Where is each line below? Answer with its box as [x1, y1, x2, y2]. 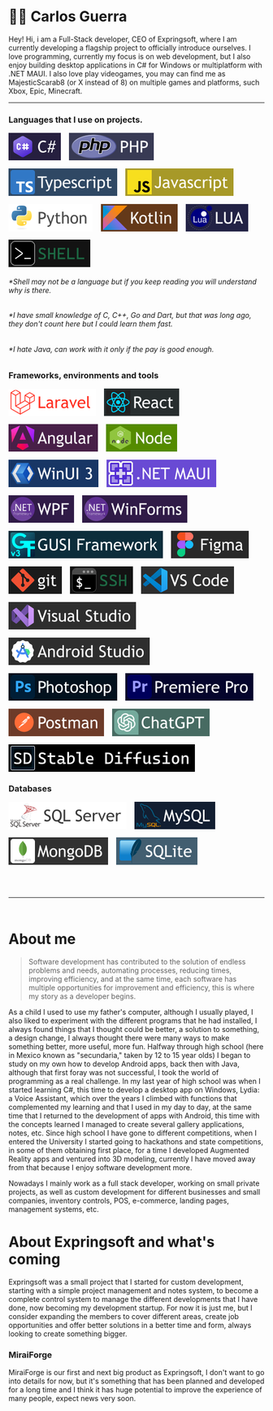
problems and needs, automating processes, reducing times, [28, 965, 232, 975]
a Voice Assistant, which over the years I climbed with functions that [8, 1094, 237, 1104]
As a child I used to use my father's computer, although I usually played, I [8, 1008, 253, 1017]
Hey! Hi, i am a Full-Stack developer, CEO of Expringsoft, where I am [8, 34, 237, 44]
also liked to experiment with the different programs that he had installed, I [8, 1016, 258, 1026]
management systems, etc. [8, 1204, 99, 1214]
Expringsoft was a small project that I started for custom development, [8, 1277, 244, 1287]
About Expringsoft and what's [8, 1233, 215, 1252]
